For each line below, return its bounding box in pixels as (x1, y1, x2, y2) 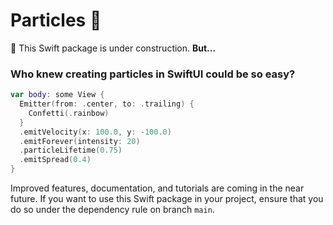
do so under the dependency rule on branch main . (10, 204, 215, 216)
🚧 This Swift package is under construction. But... (10, 42, 217, 54)
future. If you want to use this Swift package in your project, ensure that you (10, 193, 324, 205)
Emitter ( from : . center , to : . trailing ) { (19, 99, 195, 109)
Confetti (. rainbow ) (28, 108, 110, 118)
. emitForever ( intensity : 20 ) (19, 136, 141, 146)
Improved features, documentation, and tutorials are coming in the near (10, 182, 305, 194)
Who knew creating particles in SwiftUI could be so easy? (10, 67, 296, 81)
